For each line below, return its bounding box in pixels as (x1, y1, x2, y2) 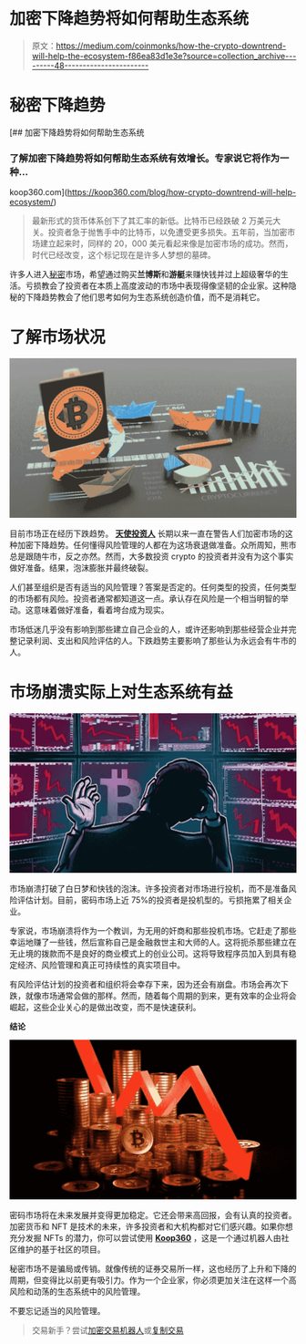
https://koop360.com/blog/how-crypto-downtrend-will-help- (66, 187, 297, 198)
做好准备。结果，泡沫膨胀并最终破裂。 (9, 563, 153, 574)
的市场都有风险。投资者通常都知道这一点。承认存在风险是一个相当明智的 (9, 594, 280, 605)
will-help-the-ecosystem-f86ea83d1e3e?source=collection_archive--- (31, 50, 297, 61)
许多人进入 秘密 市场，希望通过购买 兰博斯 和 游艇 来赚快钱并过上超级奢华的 (9, 269, 280, 280)
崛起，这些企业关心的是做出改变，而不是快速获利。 (9, 1002, 201, 1013)
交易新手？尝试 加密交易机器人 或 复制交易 (31, 1325, 184, 1336)
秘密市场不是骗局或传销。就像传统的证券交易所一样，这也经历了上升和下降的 (9, 1264, 297, 1275)
